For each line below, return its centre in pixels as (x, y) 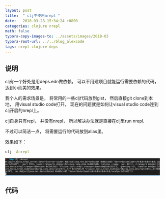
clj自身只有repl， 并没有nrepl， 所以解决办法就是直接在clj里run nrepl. (75, 121)
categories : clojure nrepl (33, 26)
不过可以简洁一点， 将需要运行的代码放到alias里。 (55, 131)
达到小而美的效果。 (25, 87)
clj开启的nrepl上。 (23, 110)
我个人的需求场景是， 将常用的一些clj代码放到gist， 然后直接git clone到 (77, 98)
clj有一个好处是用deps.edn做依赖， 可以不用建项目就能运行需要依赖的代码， (82, 81)
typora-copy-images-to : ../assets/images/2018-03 (57, 36)
